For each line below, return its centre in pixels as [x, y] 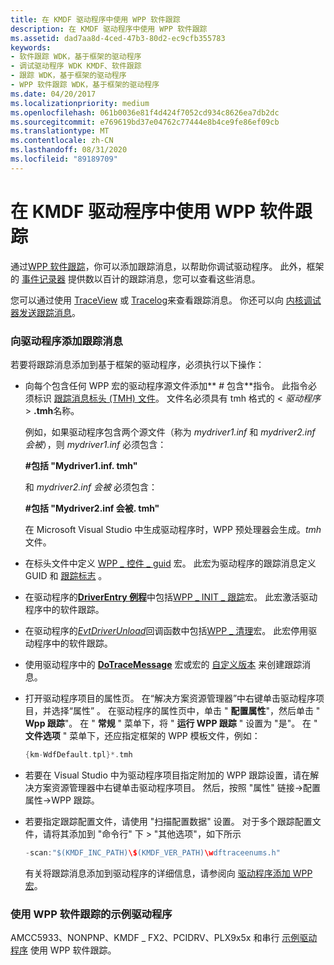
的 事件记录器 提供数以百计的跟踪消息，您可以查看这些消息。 [135, 278]
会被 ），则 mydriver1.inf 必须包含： [95, 444]
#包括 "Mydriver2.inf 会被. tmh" [92, 508]
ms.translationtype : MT [60, 131]
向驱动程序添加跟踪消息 [66, 341]
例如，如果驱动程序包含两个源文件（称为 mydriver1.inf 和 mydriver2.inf [170, 432]
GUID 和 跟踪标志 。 [66, 575]
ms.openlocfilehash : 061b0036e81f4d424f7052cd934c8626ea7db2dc [145, 112]
